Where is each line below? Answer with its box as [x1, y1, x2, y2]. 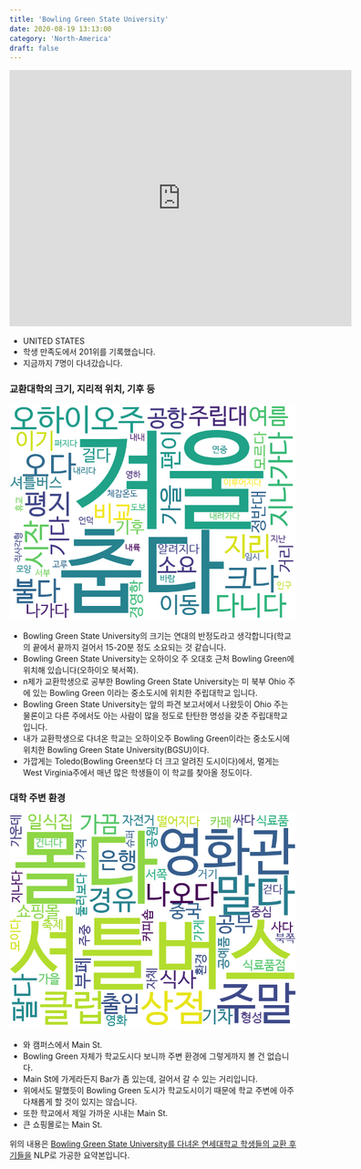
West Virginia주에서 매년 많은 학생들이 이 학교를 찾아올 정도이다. [22, 766, 253, 778]
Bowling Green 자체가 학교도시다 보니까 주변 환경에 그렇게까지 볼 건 [22, 1051, 265, 1061]
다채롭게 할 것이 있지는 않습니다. [22, 1096, 138, 1107]
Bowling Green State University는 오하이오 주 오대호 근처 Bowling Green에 [22, 652, 294, 664]
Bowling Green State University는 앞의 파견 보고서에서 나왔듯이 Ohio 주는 [22, 698, 289, 710]
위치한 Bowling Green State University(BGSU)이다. [22, 743, 210, 755]
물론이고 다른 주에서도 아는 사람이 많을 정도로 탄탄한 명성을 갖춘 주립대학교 [22, 710, 289, 721]
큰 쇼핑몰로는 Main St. [22, 1119, 103, 1130]
